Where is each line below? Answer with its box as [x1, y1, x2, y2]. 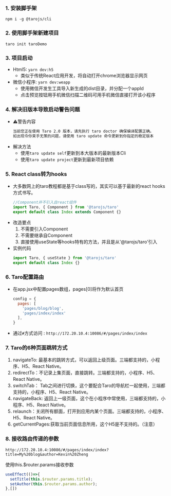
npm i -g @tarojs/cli [5, 16, 52, 22]
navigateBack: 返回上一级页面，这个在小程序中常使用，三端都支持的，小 [12, 395, 166, 402]
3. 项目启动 [5, 54, 33, 61]
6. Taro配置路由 [5, 273, 44, 280]
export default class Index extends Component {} [12, 209, 122, 215]
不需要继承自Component [20, 232, 73, 238]
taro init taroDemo [5, 41, 47, 47]
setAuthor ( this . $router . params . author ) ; [10, 481, 98, 487]
